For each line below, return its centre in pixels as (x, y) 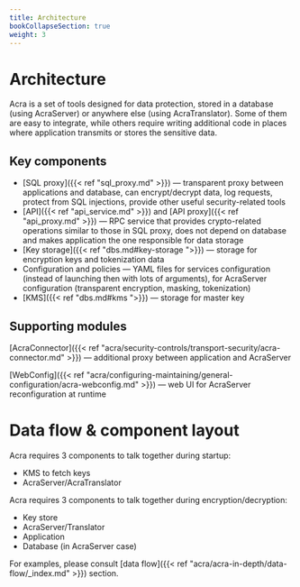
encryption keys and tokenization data (93, 260)
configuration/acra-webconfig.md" (74, 384)
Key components (58, 161)
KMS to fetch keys (56, 472)
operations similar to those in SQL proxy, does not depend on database (154, 231)
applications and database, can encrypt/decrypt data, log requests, (147, 193)
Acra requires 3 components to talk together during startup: (120, 455)
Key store (40, 517)
